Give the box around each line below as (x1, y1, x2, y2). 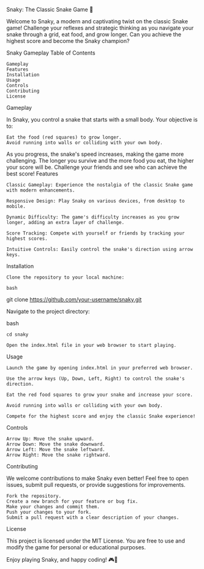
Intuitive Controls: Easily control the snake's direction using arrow (6, 246, 193, 252)
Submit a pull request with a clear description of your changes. (6, 514, 179, 521)
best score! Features (6, 170, 58, 177)
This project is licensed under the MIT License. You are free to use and (6, 537, 185, 544)
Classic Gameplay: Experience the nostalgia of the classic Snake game (6, 182, 193, 188)
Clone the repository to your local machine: (6, 274, 124, 281)
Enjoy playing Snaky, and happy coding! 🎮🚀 (6, 556, 118, 563)
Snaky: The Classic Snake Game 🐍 (6, 6, 94, 13)
